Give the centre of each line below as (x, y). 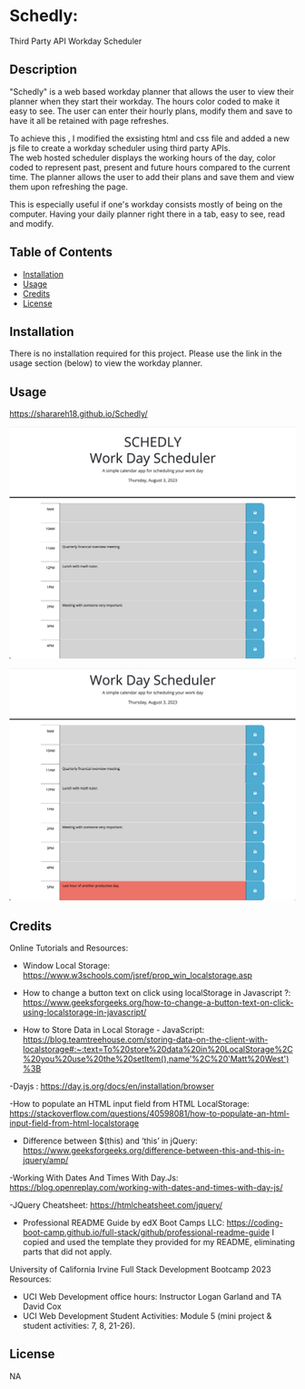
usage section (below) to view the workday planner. (106, 363)
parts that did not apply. (67, 1252)
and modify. (32, 223)
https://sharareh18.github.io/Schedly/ (79, 414)
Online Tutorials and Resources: (69, 948)
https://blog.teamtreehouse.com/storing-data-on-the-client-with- (145, 1039)
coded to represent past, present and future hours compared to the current (150, 167)
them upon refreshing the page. (69, 187)
